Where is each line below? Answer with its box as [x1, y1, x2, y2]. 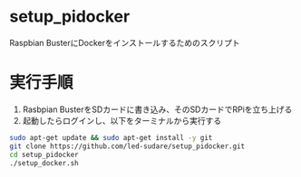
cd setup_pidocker [9, 150, 79, 159]
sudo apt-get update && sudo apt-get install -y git [9, 133, 213, 142]
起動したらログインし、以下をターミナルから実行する [22, 115, 222, 126]
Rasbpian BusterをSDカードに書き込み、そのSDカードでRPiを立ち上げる [22, 104, 293, 115]
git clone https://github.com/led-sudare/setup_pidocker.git [9, 142, 246, 151]
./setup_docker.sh [9, 158, 79, 168]
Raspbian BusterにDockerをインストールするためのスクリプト [9, 37, 240, 48]
